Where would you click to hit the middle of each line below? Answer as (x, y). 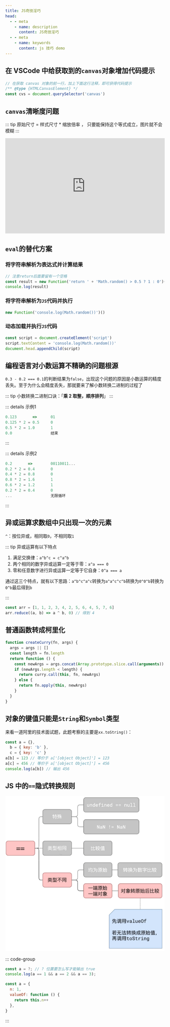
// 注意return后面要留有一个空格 (36, 276)
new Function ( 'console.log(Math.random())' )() (55, 313)
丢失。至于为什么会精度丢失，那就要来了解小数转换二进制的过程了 (74, 385)
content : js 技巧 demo (42, 48)
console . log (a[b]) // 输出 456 (37, 769)
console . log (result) (27, 287)
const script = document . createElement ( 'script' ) (59, 338)
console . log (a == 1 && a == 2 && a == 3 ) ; (51, 974)
